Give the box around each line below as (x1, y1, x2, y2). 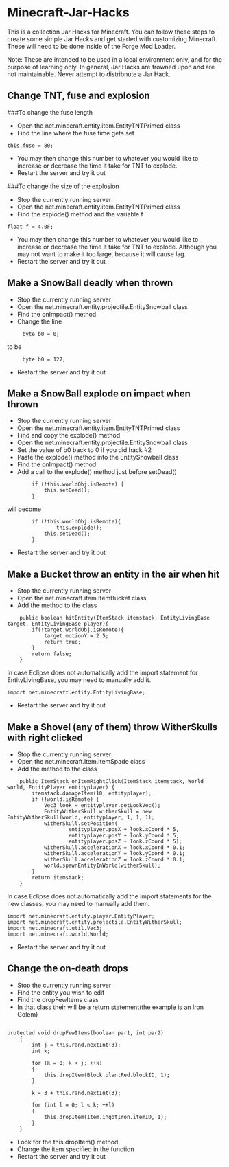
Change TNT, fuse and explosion (7, 90, 150, 102)
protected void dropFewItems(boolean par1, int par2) (7, 1029, 165, 1036)
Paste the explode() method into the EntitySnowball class (16, 453, 179, 462)
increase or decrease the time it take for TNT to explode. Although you (16, 242, 217, 251)
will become (7, 505, 42, 513)
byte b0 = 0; (22, 330, 60, 337)
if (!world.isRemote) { (32, 796, 99, 803)
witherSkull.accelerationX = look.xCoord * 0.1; (43, 844, 186, 851)
